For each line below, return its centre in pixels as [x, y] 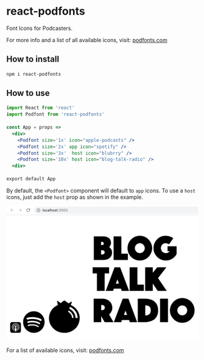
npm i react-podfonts [34, 74]
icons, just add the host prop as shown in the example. [75, 197]
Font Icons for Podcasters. [40, 28]
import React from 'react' [40, 108]
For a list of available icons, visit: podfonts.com [65, 350]
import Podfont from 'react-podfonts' [55, 114]
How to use [28, 93]
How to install [33, 59]
